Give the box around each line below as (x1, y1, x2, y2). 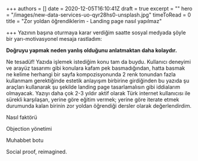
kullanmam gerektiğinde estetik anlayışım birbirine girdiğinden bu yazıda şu (6, 77, 190, 84)
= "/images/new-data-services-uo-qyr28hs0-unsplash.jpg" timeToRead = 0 (6, 11, 191, 18)
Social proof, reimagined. (6, 148, 67, 155)
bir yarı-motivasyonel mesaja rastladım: (6, 36, 102, 42)
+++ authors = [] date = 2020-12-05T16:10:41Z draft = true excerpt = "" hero (6, 5, 193, 12)
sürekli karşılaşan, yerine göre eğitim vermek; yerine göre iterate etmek (6, 96, 180, 103)
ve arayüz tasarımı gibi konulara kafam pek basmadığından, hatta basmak (6, 65, 185, 72)
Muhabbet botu (6, 137, 44, 144)
